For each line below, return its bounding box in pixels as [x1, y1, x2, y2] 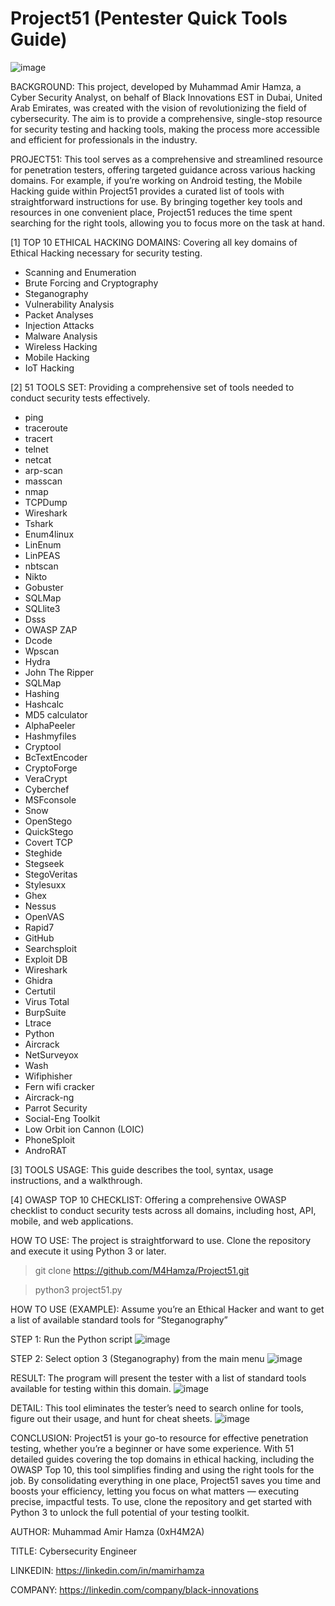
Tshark [24, 517, 54, 529]
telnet [24, 443, 49, 455]
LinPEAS [24, 549, 61, 561]
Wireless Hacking [24, 340, 98, 352]
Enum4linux [24, 528, 75, 540]
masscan [24, 475, 63, 487]
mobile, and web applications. [10, 1215, 134, 1227]
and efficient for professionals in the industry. [10, 133, 198, 146]
